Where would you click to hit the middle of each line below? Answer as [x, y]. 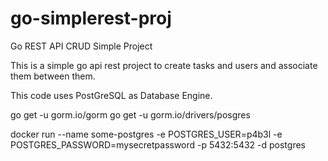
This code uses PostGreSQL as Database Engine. [111, 95]
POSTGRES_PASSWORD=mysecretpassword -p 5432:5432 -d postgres [158, 144]
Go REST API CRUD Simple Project [81, 46]
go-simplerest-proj [91, 18]
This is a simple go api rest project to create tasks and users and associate [164, 65]
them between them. [53, 76]
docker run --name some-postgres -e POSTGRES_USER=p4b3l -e [146, 134]
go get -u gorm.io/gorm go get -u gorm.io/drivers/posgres [130, 114]
